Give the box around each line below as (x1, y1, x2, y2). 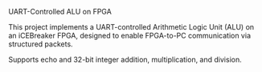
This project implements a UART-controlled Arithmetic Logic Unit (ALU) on (8, 22, 255, 31)
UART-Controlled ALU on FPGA (8, 7, 113, 16)
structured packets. (8, 39, 74, 49)
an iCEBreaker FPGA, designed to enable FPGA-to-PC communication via (8, 31, 252, 40)
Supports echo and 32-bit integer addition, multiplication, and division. (8, 55, 243, 64)
